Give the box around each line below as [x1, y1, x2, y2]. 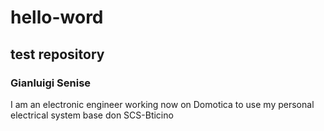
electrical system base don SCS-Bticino [10, 109, 174, 121]
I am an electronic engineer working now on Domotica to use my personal [10, 98, 315, 110]
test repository [10, 46, 105, 63]
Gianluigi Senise [10, 76, 92, 90]
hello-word [10, 6, 104, 29]
